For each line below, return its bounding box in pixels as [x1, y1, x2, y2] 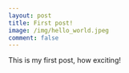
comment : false [8, 33, 59, 42]
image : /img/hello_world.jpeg [8, 26, 110, 34]
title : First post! [8, 19, 74, 27]
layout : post [8, 11, 52, 20]
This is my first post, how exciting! [8, 56, 122, 65]
